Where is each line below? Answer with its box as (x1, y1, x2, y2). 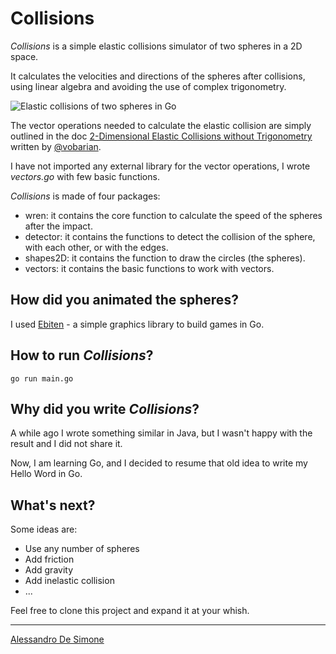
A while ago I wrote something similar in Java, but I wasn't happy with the (10, 427, 313, 439)
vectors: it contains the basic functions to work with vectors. (24, 262, 275, 274)
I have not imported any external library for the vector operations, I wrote (10, 160, 311, 172)
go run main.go (10, 373, 74, 384)
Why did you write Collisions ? (10, 400, 200, 417)
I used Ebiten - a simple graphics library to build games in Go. (10, 318, 265, 330)
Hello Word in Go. (10, 468, 83, 480)
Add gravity (24, 564, 74, 576)
